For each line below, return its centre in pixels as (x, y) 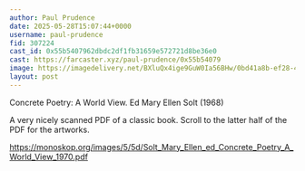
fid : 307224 (32, 43)
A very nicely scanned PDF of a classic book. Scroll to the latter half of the (148, 119)
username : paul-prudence (56, 34)
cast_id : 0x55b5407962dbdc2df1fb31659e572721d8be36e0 (113, 52)
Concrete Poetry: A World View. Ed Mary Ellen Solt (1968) (117, 102)
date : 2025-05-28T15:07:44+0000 (70, 26)
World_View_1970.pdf (49, 157)
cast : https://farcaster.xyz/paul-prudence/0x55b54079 (115, 60)
